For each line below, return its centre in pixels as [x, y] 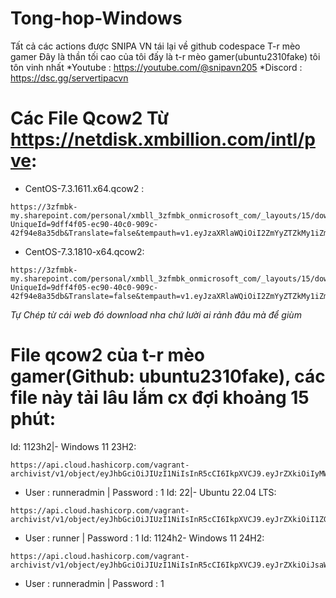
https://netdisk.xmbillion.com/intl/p [163, 139]
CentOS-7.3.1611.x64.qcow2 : [84, 188]
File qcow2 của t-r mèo [108, 355]
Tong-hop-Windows [96, 18]
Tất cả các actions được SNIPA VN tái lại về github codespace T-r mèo [155, 46]
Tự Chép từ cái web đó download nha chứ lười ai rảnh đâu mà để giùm [156, 314]
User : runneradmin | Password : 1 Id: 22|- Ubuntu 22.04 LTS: [150, 492]
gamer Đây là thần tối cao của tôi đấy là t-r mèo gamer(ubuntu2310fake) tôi [165, 56]
